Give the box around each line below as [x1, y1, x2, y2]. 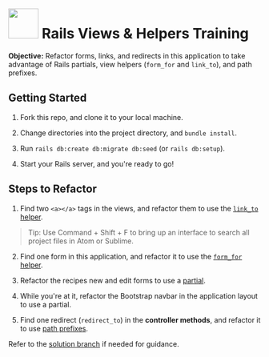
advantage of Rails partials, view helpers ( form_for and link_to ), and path [8, 59, 252, 69]
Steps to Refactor [8, 183, 98, 196]
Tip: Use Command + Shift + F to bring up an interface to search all [27, 227, 250, 237]
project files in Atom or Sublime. [27, 236, 134, 246]
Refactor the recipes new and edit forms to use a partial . [19, 275, 207, 285]
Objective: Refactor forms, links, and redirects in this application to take [8, 50, 246, 60]
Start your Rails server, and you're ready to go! [19, 158, 175, 168]
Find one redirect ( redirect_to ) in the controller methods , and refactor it [19, 315, 261, 324]
